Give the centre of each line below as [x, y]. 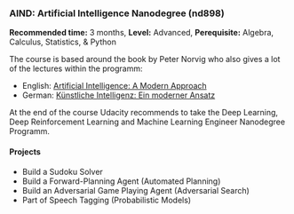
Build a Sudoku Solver [63, 171]
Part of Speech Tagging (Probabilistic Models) [107, 200]
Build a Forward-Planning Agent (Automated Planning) [121, 181]
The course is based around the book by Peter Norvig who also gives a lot [145, 59]
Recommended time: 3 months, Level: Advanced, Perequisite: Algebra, [141, 33]
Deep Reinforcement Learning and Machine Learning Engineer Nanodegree [147, 122]
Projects [25, 151]
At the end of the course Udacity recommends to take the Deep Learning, [143, 113]
